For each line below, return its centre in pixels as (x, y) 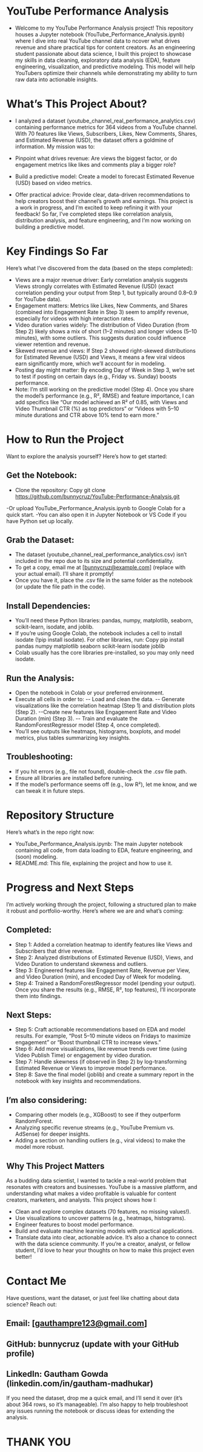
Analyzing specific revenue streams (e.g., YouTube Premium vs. (95, 1128)
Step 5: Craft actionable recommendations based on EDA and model (100, 1030)
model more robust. (40, 1147)
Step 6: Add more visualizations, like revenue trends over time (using (101, 1049)
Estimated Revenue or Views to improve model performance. (91, 1068)
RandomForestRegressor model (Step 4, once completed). (88, 725)
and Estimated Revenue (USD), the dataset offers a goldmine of (94, 140)
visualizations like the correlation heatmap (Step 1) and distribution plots (105, 705)
